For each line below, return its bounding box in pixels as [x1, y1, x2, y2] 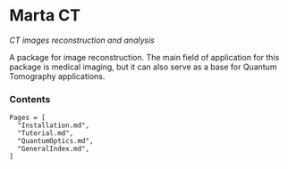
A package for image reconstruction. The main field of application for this [9, 52, 280, 62]
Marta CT [9, 5, 80, 26]
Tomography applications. [9, 70, 106, 81]
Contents [9, 93, 51, 105]
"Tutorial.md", [17, 129, 74, 138]
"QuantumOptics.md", [17, 137, 94, 146]
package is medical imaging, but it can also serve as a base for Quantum [9, 61, 277, 72]
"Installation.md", [17, 121, 90, 130]
